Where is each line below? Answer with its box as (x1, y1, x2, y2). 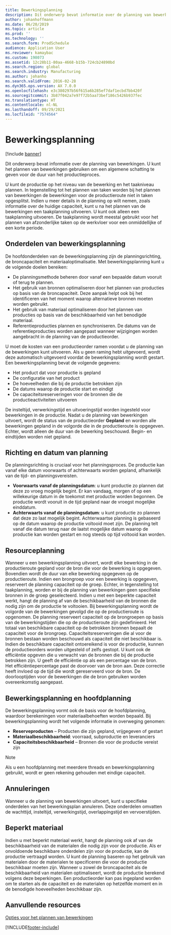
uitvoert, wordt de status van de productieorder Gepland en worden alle (5, 417, 157, 424)
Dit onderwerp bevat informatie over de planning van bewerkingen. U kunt (5, 160, 161, 166)
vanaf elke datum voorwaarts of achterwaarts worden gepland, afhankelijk (5, 467, 161, 474)
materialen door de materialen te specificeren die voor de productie (5, 858, 148, 865)
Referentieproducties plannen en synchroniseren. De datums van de (12, 323, 156, 329)
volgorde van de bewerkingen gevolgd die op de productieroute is (5, 608, 144, 615)
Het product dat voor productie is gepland (12, 370, 101, 376)
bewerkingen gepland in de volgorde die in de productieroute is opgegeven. (5, 423, 164, 429)
